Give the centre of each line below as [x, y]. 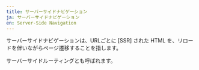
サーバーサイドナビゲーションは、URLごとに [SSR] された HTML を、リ [95, 41]
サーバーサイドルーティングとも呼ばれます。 [61, 61]
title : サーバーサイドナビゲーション [47, 12]
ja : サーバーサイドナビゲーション [43, 17]
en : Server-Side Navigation [41, 23]
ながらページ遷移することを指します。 [74, 48]
